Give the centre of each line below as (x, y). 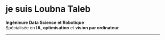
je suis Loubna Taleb (48, 9)
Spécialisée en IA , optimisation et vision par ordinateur (62, 27)
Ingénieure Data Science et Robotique (45, 22)
